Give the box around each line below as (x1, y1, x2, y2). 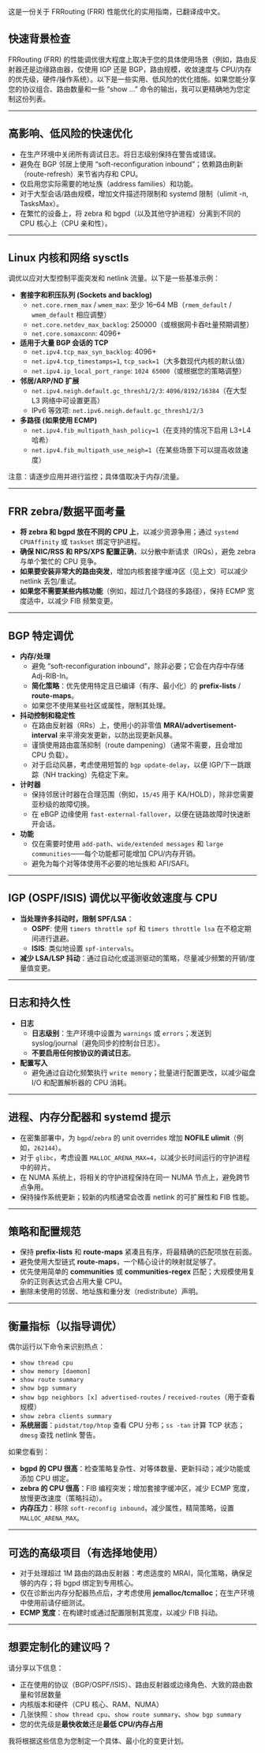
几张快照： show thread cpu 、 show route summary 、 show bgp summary (19, 1709, 242, 1719)
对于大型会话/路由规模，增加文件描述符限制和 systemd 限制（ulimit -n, (19, 189, 248, 198)
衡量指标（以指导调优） (8, 1319, 122, 1333)
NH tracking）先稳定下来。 (45, 770, 133, 779)
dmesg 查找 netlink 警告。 (19, 1430, 100, 1440)
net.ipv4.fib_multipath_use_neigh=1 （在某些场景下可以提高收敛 (31, 445, 242, 455)
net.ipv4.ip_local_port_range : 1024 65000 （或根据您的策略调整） (31, 366, 246, 376)
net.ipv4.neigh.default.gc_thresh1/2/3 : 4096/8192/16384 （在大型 (31, 386, 247, 396)
